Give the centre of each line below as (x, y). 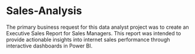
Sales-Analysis (44, 11)
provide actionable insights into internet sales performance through (88, 39)
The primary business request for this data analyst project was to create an (97, 27)
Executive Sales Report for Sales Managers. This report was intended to (94, 33)
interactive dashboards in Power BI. (49, 46)
